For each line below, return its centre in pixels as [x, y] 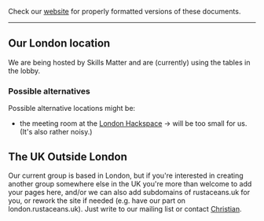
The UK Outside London [68, 157]
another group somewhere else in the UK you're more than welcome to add [130, 183]
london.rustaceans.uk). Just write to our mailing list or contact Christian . [125, 208]
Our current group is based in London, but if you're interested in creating [126, 175]
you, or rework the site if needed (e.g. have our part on [97, 201]
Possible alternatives [49, 91]
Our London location [59, 44]
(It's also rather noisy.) [56, 132]
